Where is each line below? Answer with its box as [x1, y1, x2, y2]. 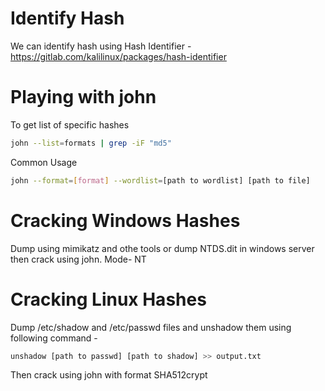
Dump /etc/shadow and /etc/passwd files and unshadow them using [10, 321, 292, 333]
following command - [10, 332, 98, 344]
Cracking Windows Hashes [10, 209, 241, 232]
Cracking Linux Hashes [10, 288, 207, 311]
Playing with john [10, 86, 157, 109]
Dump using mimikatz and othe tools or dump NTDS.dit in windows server [10, 242, 315, 254]
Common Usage [10, 156, 78, 168]
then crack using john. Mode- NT [10, 253, 147, 265]
